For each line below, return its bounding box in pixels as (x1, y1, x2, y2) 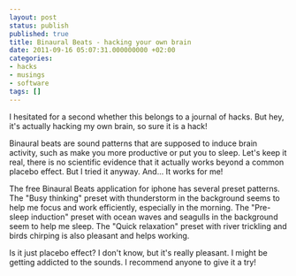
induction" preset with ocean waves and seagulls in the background (30, 211, 278, 222)
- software (9, 79, 49, 88)
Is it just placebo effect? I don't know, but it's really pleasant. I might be (9, 247, 268, 257)
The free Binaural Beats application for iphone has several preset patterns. (9, 183, 280, 194)
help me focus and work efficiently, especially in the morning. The (9, 202, 250, 212)
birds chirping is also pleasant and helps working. (9, 230, 190, 241)
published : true (9, 29, 69, 38)
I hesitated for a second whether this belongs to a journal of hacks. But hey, (9, 111, 285, 122)
